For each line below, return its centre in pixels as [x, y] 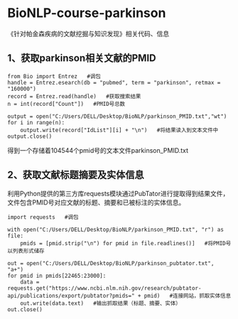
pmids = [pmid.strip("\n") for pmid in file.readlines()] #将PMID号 [126, 243]
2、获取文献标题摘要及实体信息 [76, 175]
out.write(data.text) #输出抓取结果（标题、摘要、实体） [101, 303]
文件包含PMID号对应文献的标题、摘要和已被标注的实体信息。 [96, 202]
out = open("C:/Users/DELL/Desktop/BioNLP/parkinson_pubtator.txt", [111, 263]
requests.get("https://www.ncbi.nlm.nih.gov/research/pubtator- [104, 288]
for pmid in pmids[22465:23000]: [57, 276]
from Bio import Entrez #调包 [54, 76]
